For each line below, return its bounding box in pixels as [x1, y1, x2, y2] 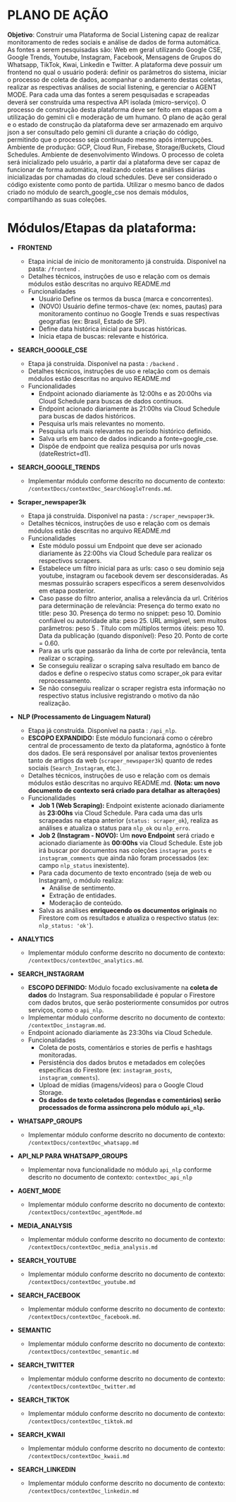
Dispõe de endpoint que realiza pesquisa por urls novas [38, 442, 201, 450]
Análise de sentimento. [49, 883, 116, 892]
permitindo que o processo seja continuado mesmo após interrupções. [7, 135, 213, 144]
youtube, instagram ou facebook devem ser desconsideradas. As [38, 571, 228, 580]
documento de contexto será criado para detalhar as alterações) [27, 786, 221, 794]
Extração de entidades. [49, 891, 117, 900]
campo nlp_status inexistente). [38, 861, 130, 869]
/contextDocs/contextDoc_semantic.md [27, 1348, 139, 1355]
